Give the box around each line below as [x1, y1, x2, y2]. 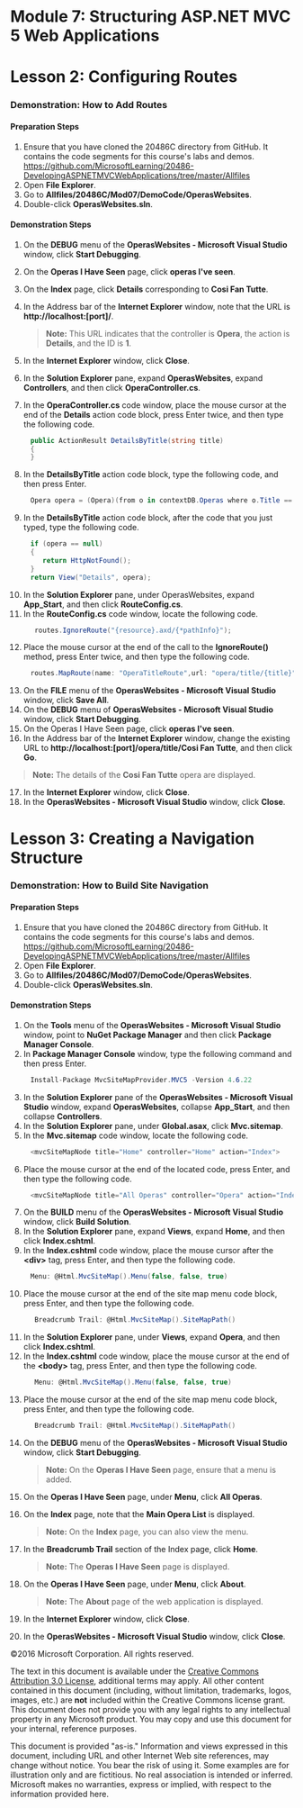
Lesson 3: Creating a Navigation [10, 828, 255, 848]
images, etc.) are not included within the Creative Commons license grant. [10, 1695, 286, 1705]
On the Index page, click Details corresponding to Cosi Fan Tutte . [22, 284, 269, 294]
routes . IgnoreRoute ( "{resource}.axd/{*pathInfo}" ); [33, 626, 232, 635]
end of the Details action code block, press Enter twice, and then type [22, 409, 284, 420]
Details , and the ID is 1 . [45, 338, 131, 348]
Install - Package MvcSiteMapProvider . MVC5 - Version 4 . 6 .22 [30, 1075, 253, 1084]
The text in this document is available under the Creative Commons [10, 1666, 260, 1677]
